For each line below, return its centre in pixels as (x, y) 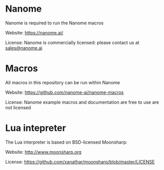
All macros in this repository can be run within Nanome (63, 82)
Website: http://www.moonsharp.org (43, 152)
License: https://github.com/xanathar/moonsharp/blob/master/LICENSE (80, 162)
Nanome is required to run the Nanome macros (55, 23)
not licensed (18, 108)
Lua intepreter (36, 128)
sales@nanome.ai (24, 48)
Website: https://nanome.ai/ (34, 32)
